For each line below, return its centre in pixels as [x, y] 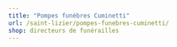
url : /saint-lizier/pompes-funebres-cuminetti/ [89, 23]
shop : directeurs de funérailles [64, 30]
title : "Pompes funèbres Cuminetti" [69, 16]
